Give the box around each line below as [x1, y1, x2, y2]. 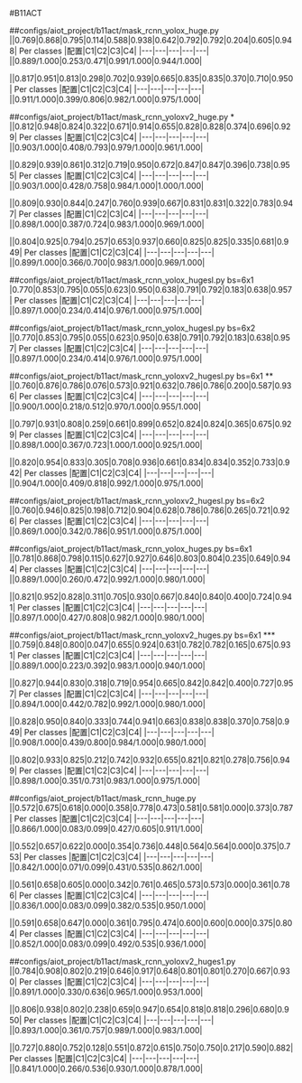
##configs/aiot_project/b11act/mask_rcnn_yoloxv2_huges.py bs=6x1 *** [9, 630, 276, 640]
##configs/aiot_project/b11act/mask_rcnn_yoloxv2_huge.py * [9, 112, 234, 122]
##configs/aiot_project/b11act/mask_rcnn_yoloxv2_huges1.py [9, 957, 236, 966]
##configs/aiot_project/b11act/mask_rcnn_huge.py [9, 793, 197, 803]
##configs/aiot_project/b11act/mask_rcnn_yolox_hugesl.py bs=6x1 [9, 275, 254, 285]
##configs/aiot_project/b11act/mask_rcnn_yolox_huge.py [9, 25, 219, 35]
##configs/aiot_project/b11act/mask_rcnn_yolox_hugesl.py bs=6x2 [9, 322, 256, 333]
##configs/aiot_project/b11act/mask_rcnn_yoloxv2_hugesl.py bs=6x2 [9, 496, 265, 506]
